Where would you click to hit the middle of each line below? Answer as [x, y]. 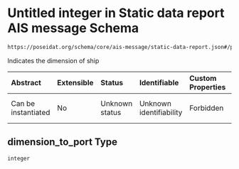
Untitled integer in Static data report [116, 13]
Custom [203, 78]
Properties [208, 87]
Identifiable [159, 82]
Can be [23, 103]
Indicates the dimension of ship [53, 60]
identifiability [161, 112]
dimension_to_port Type [62, 142]
